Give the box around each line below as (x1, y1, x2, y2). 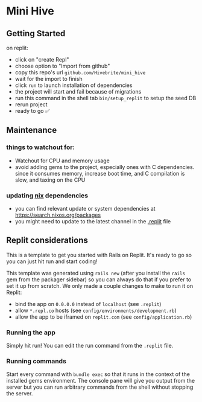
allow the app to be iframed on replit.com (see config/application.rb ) (14, 313, 192, 321)
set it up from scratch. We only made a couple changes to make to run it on (6, 282, 194, 289)
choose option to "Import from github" (14, 62, 110, 69)
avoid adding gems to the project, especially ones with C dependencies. (14, 163, 195, 170)
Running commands (6, 357, 66, 366)
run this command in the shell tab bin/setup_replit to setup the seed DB (14, 95, 197, 101)
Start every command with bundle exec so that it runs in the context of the (6, 371, 190, 378)
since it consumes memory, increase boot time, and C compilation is (14, 170, 185, 177)
